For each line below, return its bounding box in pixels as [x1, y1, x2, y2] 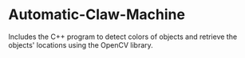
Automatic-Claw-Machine [8, 6, 186, 24]
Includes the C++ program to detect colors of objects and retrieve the [8, 32, 238, 41]
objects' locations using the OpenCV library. [8, 40, 153, 49]
